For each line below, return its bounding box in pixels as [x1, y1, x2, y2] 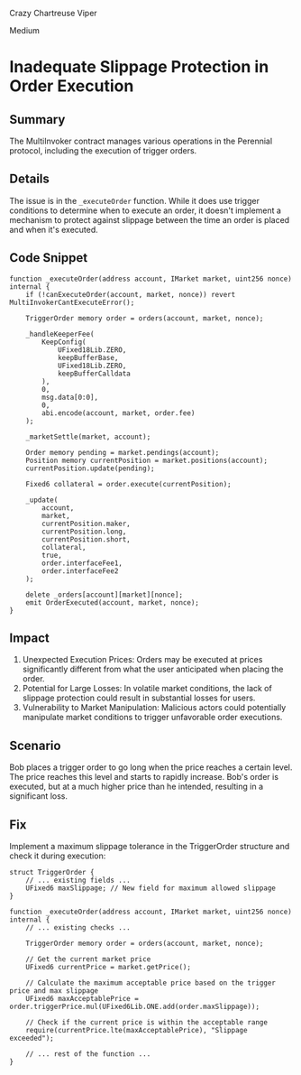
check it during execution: [9, 850, 106, 861]
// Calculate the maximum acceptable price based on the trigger [25, 978, 277, 987]
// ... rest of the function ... [25, 1050, 151, 1059]
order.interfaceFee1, [41, 559, 123, 568]
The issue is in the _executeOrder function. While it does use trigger [9, 195, 260, 206]
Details [9, 171, 50, 187]
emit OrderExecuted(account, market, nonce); [25, 598, 200, 607]
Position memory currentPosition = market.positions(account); [25, 456, 269, 465]
